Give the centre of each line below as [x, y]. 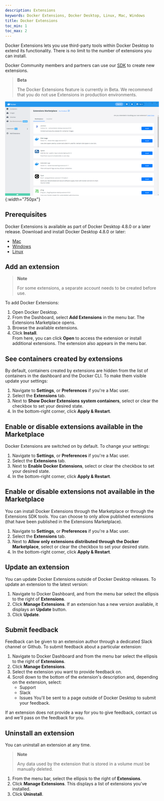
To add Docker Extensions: [32, 303]
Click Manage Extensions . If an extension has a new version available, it [85, 604]
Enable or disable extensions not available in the [80, 492]
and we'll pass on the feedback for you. [45, 718]
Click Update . [26, 615]
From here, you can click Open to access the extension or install [77, 338]
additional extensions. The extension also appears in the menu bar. [80, 343]
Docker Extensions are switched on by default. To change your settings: [77, 446]
